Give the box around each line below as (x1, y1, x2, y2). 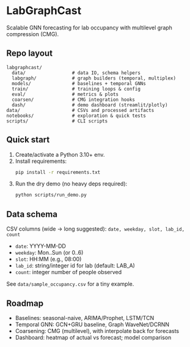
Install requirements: (15, 157, 67, 165)
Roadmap (6, 298, 44, 308)
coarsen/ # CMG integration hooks (12, 96, 136, 103)
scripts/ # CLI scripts (6, 118, 108, 124)
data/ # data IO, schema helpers (12, 70, 141, 76)
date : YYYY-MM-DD (15, 242, 66, 250)
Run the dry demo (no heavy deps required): (15, 180, 128, 187)
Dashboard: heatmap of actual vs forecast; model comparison (15, 334, 172, 341)
